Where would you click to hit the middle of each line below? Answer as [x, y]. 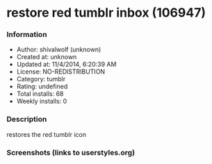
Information [27, 35]
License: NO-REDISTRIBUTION [61, 72]
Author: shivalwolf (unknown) [59, 49]
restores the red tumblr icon [46, 134]
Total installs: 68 [40, 94]
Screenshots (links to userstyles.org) [71, 152]
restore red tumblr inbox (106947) [106, 13]
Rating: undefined [42, 87]
